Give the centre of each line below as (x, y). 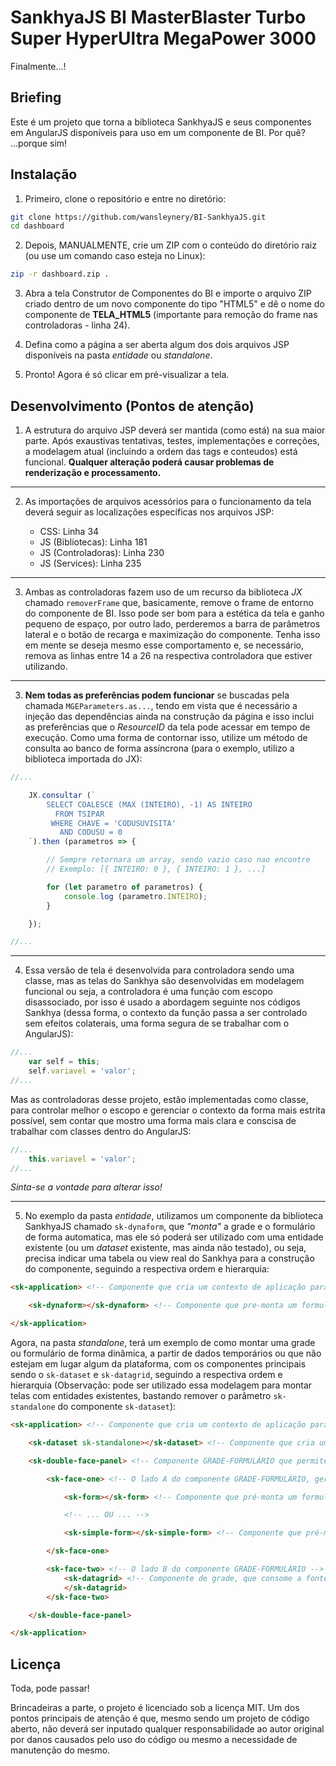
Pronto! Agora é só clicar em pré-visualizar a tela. (127, 375)
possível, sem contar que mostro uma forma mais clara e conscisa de (153, 1120)
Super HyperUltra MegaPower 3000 (163, 38)
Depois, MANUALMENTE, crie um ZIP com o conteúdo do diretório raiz (170, 245)
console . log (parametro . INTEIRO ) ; (135, 896)
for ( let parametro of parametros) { (124, 887)
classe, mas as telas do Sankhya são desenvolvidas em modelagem (164, 981)
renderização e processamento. (93, 472)
